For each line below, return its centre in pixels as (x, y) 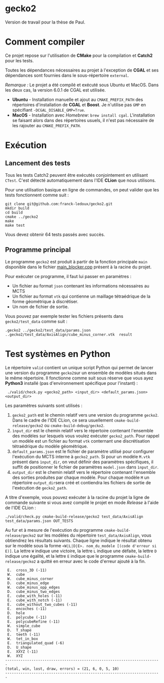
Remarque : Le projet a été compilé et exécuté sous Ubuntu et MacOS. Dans (82, 85)
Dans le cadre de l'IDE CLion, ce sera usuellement (63, 420)
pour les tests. (20, 60)
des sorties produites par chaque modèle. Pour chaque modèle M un (81, 477)
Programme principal (38, 250)
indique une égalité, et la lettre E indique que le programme (64, 556)
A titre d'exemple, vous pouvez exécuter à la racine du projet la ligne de (77, 497)
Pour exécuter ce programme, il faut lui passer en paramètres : (68, 276)
